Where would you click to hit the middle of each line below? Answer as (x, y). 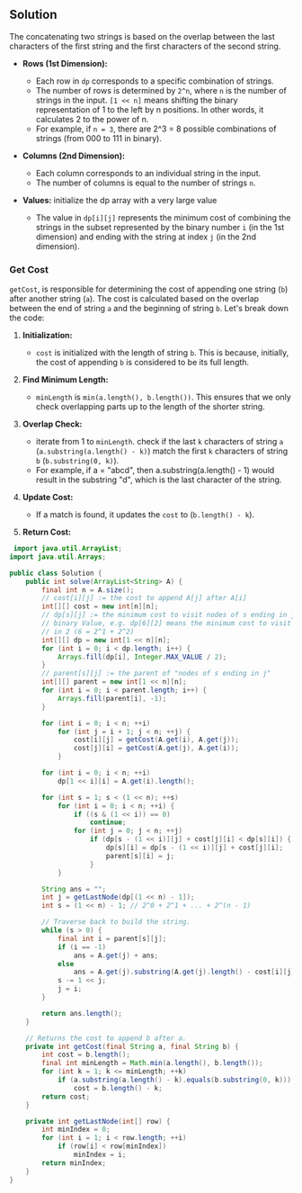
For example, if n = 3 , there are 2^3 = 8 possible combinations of (156, 129)
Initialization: (47, 336)
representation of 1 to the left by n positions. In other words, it (150, 109)
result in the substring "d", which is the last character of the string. (159, 480)
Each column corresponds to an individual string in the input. (148, 173)
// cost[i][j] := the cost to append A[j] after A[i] (144, 598)
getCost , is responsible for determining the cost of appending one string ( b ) (149, 289)
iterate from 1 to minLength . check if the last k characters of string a (160, 442)
